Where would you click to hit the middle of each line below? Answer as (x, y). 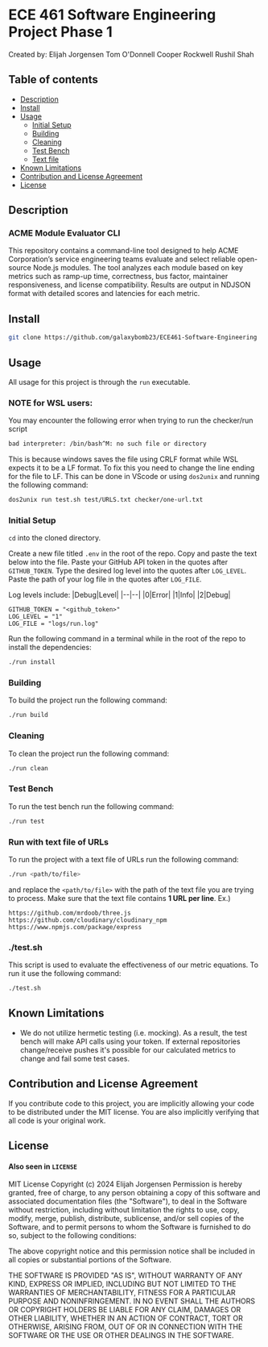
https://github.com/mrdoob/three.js (70, 913)
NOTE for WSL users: (51, 402)
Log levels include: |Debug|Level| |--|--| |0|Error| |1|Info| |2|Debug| (120, 595)
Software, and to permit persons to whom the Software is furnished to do (130, 1227)
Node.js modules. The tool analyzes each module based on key (138, 268)
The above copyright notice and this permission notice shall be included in (132, 1251)
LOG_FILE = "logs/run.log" (54, 624)
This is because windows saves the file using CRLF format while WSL (124, 459)
